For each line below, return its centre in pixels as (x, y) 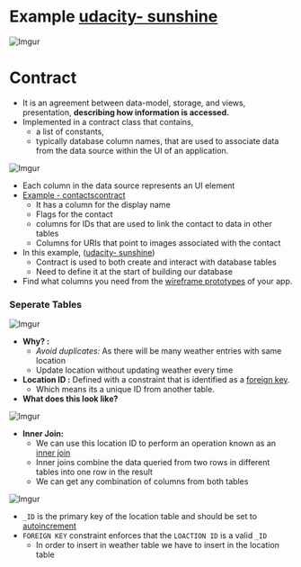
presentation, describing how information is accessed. (126, 112)
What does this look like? (70, 399)
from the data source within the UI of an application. (132, 150)
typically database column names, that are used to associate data (157, 140)
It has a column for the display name (103, 204)
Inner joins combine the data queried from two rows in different (153, 463)
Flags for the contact (75, 214)
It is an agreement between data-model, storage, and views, (134, 103)
